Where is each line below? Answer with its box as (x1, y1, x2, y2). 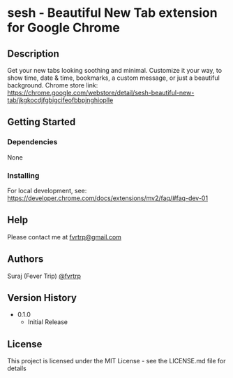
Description (7, 48, 59, 59)
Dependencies (7, 137, 58, 147)
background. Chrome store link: (7, 81, 98, 89)
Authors (7, 253, 44, 265)
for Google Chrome (7, 20, 120, 36)
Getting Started (7, 116, 76, 128)
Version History (7, 292, 77, 304)
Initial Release (27, 318, 68, 326)
